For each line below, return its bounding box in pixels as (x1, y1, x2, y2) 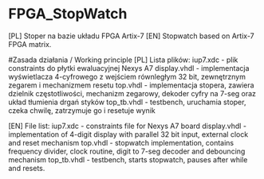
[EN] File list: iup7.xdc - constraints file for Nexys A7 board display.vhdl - (8, 121, 247, 130)
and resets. (8, 163, 45, 173)
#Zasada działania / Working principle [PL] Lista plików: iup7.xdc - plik (8, 55, 238, 64)
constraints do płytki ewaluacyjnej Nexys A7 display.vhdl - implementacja (8, 63, 250, 72)
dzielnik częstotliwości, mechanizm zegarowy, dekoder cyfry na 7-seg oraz (8, 88, 257, 98)
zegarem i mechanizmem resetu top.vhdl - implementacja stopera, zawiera (8, 80, 254, 90)
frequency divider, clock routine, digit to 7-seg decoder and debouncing (8, 146, 246, 156)
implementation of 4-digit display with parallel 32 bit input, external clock (8, 129, 249, 139)
